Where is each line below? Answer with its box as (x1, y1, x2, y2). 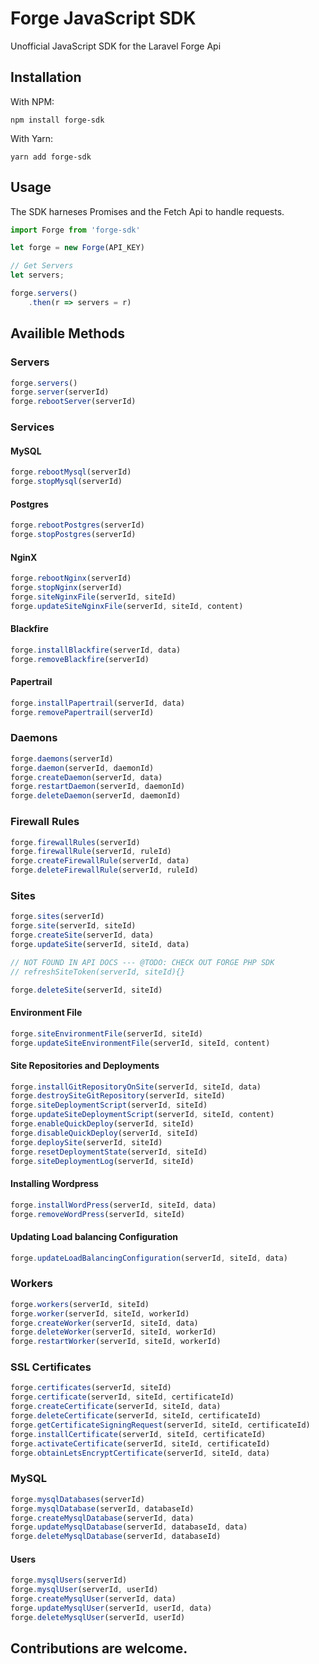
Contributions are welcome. (10, 1640, 188, 1657)
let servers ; (10, 270, 65, 281)
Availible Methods (10, 325, 126, 342)
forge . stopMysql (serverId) (10, 477, 123, 487)
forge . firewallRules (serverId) (10, 837, 141, 847)
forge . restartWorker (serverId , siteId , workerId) (10, 1337, 222, 1347)
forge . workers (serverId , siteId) (10, 1299, 150, 1309)
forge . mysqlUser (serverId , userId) (10, 1585, 159, 1595)
